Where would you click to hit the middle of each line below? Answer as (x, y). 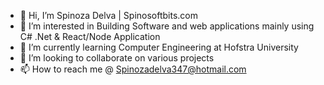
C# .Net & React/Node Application (90, 36)
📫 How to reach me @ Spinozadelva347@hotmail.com (133, 69)
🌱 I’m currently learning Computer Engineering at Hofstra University (159, 47)
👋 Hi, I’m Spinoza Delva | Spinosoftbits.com (109, 15)
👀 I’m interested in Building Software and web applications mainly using (167, 26)
